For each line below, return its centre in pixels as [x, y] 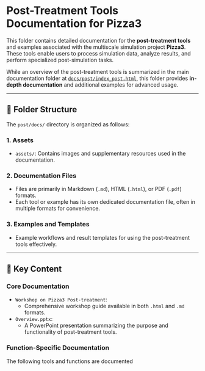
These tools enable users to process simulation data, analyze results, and [99, 53]
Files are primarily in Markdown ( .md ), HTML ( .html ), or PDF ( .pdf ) [98, 189]
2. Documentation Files [41, 176]
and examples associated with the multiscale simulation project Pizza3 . [96, 47]
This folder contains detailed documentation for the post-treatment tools [99, 40]
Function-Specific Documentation [58, 348]
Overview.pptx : [34, 319]
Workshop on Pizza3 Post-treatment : [61, 300]
